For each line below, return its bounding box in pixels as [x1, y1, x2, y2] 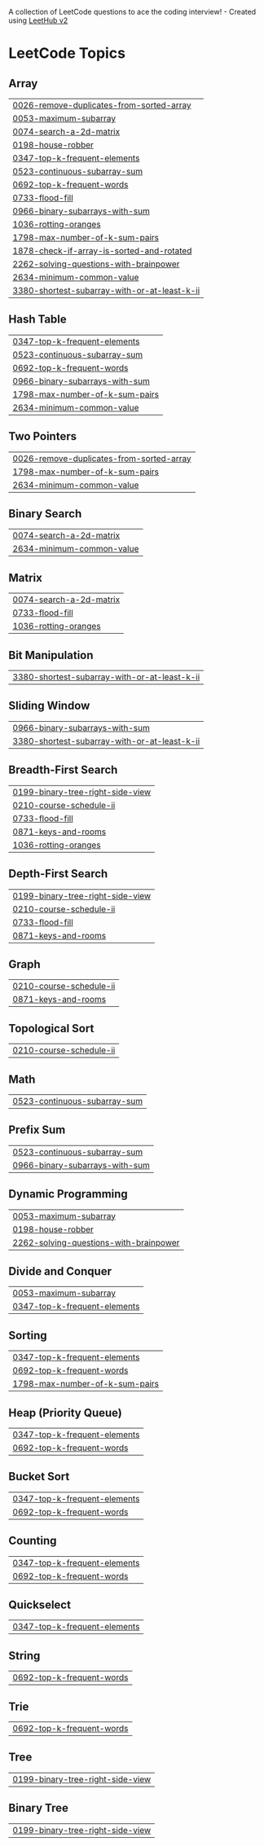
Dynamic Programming [8, 1187, 128, 1201]
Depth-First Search [8, 867, 108, 881]
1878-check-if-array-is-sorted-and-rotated [12, 245, 192, 256]
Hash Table [8, 313, 67, 327]
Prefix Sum [8, 1123, 66, 1137]
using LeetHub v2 [8, 15, 68, 25]
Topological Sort [8, 1022, 95, 1035]
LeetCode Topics [8, 44, 126, 63]
